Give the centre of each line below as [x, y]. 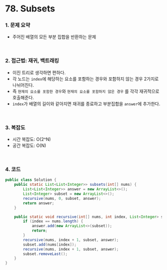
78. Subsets [30, 9]
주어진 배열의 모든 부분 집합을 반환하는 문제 [54, 37]
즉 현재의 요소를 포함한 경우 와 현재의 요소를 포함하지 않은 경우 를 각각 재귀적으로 [86, 91]
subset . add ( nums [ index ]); [50, 245]
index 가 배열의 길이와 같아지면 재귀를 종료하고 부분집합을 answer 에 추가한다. [86, 104]
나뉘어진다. [23, 85]
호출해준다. [23, 97]
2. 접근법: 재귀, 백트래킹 [32, 61]
